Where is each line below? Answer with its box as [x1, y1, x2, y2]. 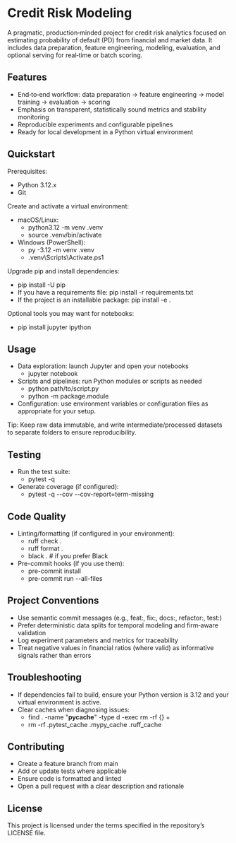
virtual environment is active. [17, 697, 102, 706]
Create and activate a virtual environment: [7, 201, 129, 210]
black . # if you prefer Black [27, 552, 108, 560]
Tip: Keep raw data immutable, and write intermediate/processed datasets [7, 420, 223, 429]
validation [17, 628, 46, 637]
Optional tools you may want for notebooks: [7, 309, 135, 317]
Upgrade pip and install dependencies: [7, 266, 120, 275]
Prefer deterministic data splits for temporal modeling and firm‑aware [17, 620, 218, 630]
